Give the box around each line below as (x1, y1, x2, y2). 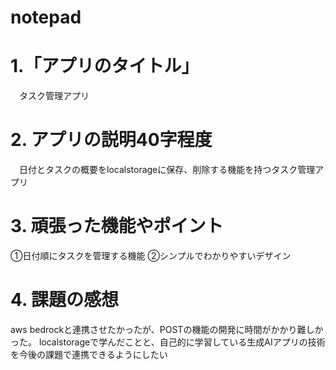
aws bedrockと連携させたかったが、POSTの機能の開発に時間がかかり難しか (10, 323, 324, 335)
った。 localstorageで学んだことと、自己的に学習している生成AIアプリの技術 (10, 336, 326, 348)
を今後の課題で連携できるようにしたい (10, 348, 168, 360)
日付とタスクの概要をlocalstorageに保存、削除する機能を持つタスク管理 (18, 164, 316, 176)
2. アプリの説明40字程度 (10, 129, 213, 151)
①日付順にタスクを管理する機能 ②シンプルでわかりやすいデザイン (10, 250, 292, 261)
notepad (10, 6, 82, 29)
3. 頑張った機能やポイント (10, 215, 224, 238)
